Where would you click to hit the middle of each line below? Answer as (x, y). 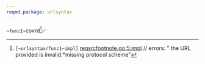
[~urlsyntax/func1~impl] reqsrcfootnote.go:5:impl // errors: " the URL (103, 48)
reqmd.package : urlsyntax (39, 12)
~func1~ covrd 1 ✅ (27, 30)
